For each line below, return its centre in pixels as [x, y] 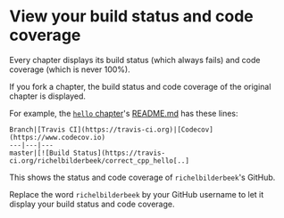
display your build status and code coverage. [92, 204]
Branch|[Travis [38, 129]
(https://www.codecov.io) [57, 137]
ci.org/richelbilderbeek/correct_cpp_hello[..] [100, 161]
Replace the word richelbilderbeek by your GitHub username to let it [137, 194]
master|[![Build [39, 153]
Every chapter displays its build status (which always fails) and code [135, 60]
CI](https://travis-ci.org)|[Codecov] [142, 129]
